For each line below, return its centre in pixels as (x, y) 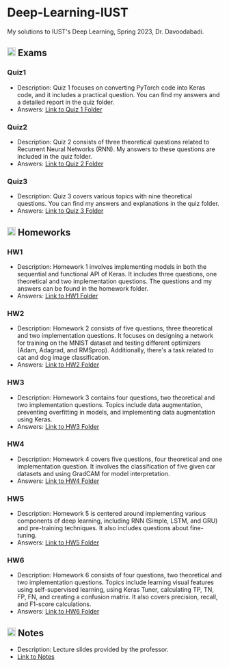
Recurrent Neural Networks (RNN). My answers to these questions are (116, 149)
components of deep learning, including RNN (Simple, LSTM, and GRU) (117, 521)
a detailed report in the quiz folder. (66, 102)
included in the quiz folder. (54, 156)
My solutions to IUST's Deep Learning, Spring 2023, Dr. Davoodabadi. (106, 31)
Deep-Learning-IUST (68, 13)
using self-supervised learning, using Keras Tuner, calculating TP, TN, (115, 590)
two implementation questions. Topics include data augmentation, (110, 404)
